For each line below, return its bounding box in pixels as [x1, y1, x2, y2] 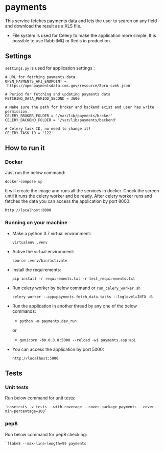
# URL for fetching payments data [5, 74, 76, 80]
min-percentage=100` [5, 409, 47, 414]
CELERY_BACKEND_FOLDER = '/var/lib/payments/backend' [5, 118, 117, 122]
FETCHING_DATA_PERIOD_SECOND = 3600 [5, 96, 80, 101]
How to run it [5, 144, 45, 152]
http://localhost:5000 [12, 356, 59, 361]
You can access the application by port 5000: [12, 346, 104, 352]
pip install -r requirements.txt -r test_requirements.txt [12, 276, 136, 281]
